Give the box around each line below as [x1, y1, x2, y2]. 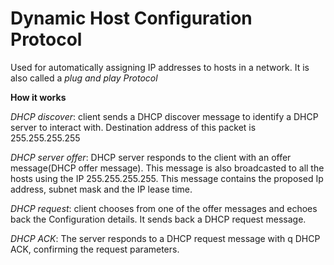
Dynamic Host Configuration [10, 7, 253, 30]
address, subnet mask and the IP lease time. [10, 183, 193, 195]
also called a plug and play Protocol [10, 72, 158, 84]
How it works [10, 91, 67, 103]
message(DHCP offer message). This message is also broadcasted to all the [10, 162, 325, 174]
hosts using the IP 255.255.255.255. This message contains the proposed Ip [10, 172, 324, 184]
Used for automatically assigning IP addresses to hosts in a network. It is [10, 61, 310, 73]
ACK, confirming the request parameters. [10, 243, 180, 255]
